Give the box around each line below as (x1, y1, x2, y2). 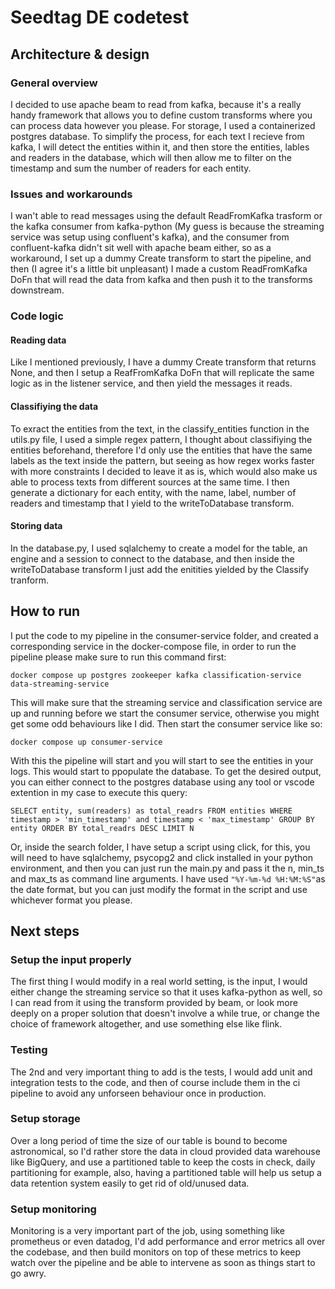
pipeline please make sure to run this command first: (10, 651, 227, 663)
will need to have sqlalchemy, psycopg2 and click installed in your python (10, 851, 314, 863)
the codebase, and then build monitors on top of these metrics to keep (10, 1246, 302, 1258)
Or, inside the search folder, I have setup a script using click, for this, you (10, 841, 311, 853)
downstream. (10, 284, 65, 296)
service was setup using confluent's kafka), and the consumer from (10, 231, 290, 243)
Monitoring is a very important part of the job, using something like (10, 1225, 285, 1237)
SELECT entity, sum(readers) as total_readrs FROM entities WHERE (10, 806, 293, 816)
